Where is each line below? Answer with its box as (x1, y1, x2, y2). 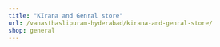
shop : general (8, 26, 56, 34)
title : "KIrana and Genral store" (8, 11, 124, 20)
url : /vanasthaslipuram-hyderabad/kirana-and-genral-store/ (8, 19, 214, 27)
